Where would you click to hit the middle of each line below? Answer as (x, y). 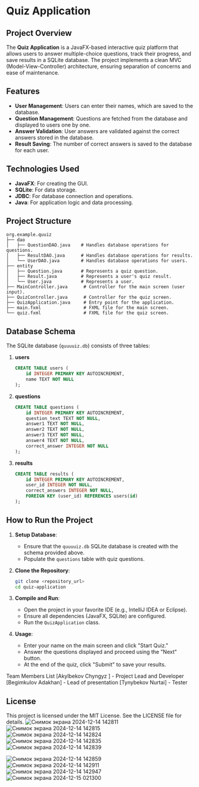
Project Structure (39, 221)
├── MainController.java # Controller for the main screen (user (96, 287)
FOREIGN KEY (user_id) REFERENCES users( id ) (82, 496)
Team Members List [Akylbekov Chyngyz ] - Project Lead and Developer (95, 676)
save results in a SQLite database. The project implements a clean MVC (94, 60)
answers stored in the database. (54, 137)
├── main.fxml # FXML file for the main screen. (88, 308)
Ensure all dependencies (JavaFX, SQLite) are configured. (95, 616)
